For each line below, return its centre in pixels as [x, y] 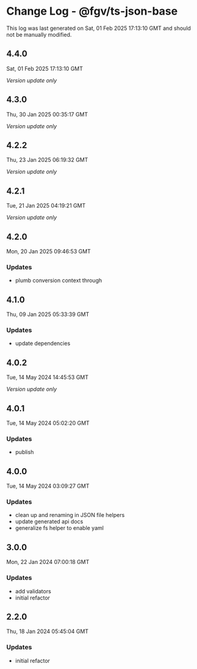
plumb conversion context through [59, 280]
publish [24, 452]
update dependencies [43, 344]
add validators [33, 591]
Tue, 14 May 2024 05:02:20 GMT [48, 423]
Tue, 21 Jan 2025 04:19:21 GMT [46, 206]
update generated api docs [49, 522]
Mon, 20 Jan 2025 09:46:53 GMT [49, 251]
